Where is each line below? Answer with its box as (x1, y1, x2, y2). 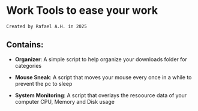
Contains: (6, 40, 44, 50)
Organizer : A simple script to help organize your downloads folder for (14, 55, 187, 63)
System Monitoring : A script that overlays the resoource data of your (14, 91, 187, 99)
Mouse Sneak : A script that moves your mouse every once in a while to (14, 73, 192, 81)
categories (14, 62, 42, 69)
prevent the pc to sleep (14, 80, 73, 87)
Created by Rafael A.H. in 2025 (6, 23, 87, 29)
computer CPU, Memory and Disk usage (14, 98, 115, 105)
